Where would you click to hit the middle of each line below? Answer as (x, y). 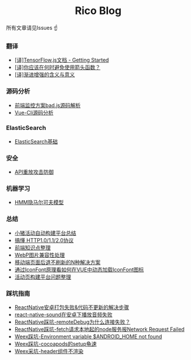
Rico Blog (98, 11)
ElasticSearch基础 (36, 141)
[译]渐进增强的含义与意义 (45, 75)
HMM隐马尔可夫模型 (39, 203)
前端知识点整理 (32, 248)
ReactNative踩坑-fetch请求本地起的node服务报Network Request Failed (100, 330)
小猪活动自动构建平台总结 (45, 233)
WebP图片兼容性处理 (40, 255)
